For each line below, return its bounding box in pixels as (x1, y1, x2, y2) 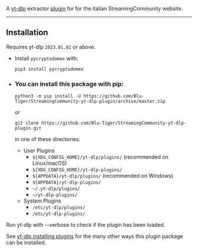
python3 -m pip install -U (14, 93, 81, 99)
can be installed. (6, 239, 46, 246)
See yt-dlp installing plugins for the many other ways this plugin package (6, 233, 184, 240)
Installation (6, 28, 48, 38)
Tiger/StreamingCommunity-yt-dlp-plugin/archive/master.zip (14, 99, 166, 105)
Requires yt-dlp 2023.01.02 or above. (6, 43, 96, 50)
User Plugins (23, 147, 55, 154)
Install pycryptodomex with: (14, 54, 78, 61)
